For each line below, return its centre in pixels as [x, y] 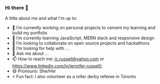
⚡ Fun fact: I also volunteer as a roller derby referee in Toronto [74, 77]
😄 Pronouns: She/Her [34, 71]
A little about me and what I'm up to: [41, 18]
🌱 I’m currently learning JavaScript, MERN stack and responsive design [83, 38]
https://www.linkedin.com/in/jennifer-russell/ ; [57, 66]
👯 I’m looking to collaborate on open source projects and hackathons [81, 43]
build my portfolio [30, 33]
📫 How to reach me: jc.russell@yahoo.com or [58, 59]
